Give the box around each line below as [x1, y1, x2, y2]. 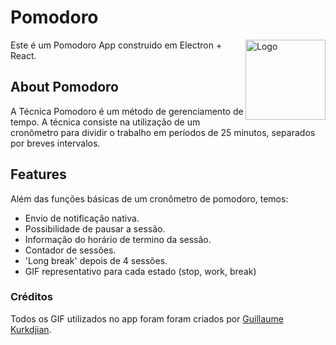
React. [10, 49, 37, 61]
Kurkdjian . [10, 323, 52, 335]
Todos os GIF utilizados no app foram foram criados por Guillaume [10, 312, 284, 325]
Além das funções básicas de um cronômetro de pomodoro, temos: [10, 192, 289, 205]
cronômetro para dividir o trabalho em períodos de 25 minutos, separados [10, 126, 316, 138]
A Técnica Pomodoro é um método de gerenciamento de [10, 105, 244, 117]
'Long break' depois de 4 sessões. [24, 254, 168, 266]
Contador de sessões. [24, 244, 117, 256]
